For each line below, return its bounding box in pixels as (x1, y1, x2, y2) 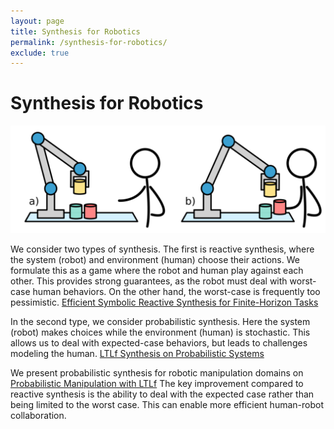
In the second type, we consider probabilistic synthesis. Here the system (10, 316, 311, 328)
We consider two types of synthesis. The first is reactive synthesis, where (10, 243, 315, 255)
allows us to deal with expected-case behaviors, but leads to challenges (10, 337, 308, 349)
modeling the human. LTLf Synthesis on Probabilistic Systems (10, 348, 265, 360)
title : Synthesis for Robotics (10, 26, 141, 37)
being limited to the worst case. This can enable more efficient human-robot (10, 399, 324, 411)
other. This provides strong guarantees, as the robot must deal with (10, 275, 288, 287)
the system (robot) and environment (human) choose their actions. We (10, 254, 300, 266)
